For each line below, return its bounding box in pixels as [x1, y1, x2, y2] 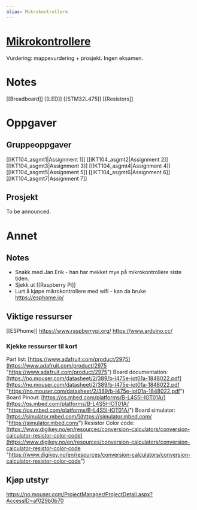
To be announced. [6, 208, 51, 215]
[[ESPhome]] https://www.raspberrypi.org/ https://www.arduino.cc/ [6, 327, 173, 335]
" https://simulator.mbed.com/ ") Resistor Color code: [6, 420, 135, 427]
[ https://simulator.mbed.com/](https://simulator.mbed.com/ [6, 413, 152, 420]
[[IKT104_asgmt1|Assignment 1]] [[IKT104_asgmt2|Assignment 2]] [6, 156, 169, 163]
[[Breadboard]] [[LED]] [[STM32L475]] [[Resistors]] [6, 95, 134, 102]
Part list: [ [6, 356, 30, 363]
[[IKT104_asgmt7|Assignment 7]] [6, 175, 87, 182]
